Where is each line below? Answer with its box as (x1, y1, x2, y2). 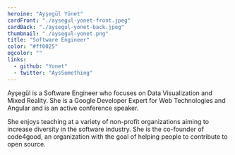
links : (7, 56, 27, 63)
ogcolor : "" (7, 50, 42, 57)
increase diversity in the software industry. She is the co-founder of (7, 125, 205, 133)
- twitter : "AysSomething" (13, 69, 93, 76)
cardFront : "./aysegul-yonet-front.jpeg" (7, 17, 131, 24)
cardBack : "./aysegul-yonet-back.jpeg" (7, 23, 125, 30)
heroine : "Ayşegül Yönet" (7, 10, 83, 18)
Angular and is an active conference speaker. (7, 104, 139, 112)
